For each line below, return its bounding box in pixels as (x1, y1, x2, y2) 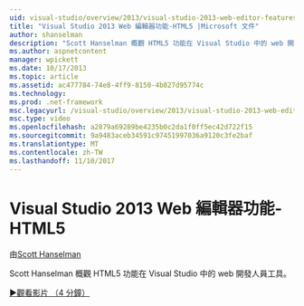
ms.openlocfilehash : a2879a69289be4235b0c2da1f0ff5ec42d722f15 (9, 123, 253, 132)
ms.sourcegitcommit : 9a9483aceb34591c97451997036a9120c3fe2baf (9, 131, 253, 140)
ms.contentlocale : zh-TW (9, 148, 103, 157)
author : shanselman (9, 30, 83, 39)
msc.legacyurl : (9, 106, 67, 115)
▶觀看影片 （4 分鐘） (9, 287, 90, 299)
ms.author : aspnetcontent (9, 47, 107, 56)
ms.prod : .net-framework (9, 97, 103, 107)
